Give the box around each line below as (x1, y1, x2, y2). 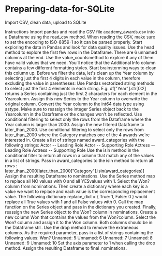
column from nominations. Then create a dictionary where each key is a (5, 183, 148, 189)
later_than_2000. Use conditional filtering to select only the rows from (5, 127, 144, 132)
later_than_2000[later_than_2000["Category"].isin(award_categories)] (5, 168, 145, 174)
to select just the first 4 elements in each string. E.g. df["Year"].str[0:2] (5, 85, 147, 91)
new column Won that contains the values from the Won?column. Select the (5, 214, 156, 220)
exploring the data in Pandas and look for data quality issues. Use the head (5, 44, 155, 50)
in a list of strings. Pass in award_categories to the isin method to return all (5, 158, 154, 163)
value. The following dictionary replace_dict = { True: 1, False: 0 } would (5, 193, 147, 199)
